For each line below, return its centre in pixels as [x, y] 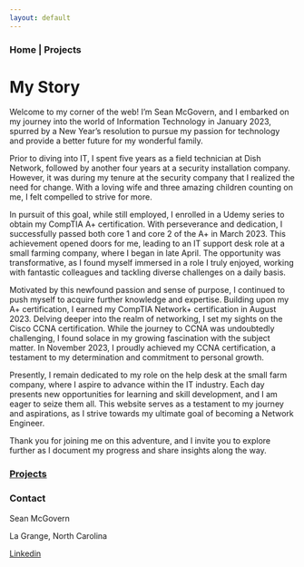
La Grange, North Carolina [58, 535]
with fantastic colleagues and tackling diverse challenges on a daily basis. [147, 272]
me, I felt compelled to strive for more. [81, 197]
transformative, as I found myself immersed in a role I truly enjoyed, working [152, 263]
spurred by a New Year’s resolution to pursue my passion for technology [145, 132]
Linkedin [25, 553]
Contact [28, 498]
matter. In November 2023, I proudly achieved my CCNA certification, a [143, 348]
